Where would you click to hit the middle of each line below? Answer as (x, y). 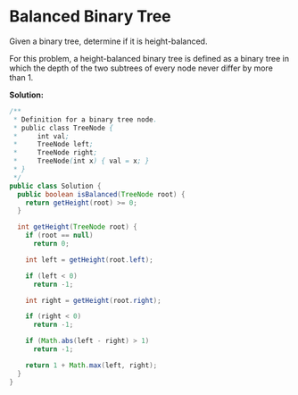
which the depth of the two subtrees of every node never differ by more (141, 68)
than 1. (21, 77)
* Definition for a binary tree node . (85, 119)
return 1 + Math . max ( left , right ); (91, 365)
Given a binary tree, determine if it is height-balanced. (108, 41)
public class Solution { (55, 186)
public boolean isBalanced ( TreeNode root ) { (101, 194)
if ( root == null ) (59, 235)
